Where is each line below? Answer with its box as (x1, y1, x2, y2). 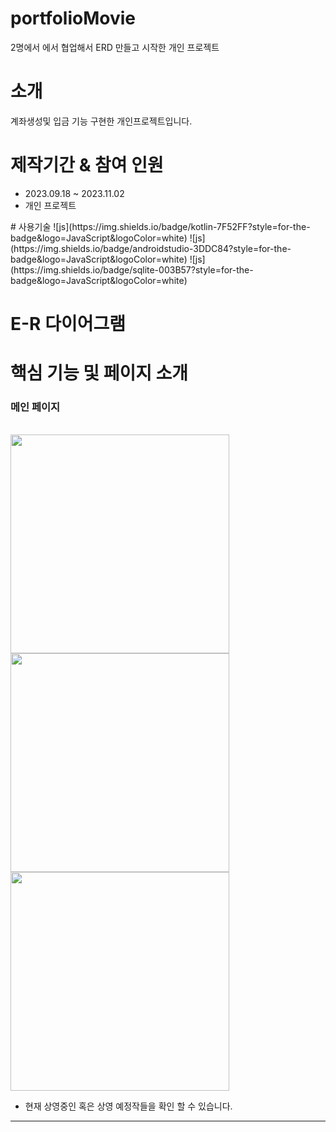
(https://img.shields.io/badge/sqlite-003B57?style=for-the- (10, 263, 254, 276)
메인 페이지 (10, 400, 61, 414)
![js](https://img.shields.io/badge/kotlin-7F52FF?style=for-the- (53, 220, 311, 232)
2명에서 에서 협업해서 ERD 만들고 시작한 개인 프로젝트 (10, 41, 220, 53)
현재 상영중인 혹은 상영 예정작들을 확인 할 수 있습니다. (24, 1100, 233, 1112)
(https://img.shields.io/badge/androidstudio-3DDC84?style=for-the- (10, 242, 292, 254)
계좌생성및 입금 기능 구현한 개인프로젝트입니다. (10, 115, 193, 127)
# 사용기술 (10, 220, 52, 232)
